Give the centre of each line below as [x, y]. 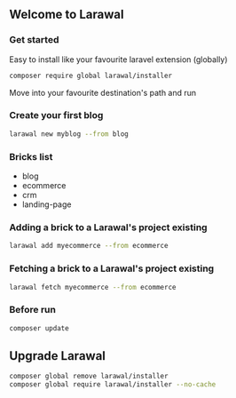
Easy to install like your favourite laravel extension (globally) [118, 59]
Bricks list [31, 156]
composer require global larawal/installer [91, 76]
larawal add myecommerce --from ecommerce [89, 246]
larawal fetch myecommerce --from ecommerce [93, 287]
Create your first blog [56, 115]
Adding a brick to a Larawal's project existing [108, 227]
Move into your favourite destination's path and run [103, 92]
